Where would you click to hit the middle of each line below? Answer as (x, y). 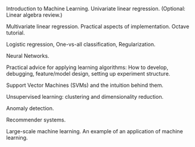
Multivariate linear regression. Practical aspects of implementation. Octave (98, 26)
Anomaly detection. (30, 108)
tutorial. (16, 33)
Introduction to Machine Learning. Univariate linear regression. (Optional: (96, 9)
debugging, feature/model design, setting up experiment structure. (88, 73)
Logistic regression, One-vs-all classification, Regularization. (81, 44)
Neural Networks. (28, 56)
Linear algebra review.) (34, 15)
